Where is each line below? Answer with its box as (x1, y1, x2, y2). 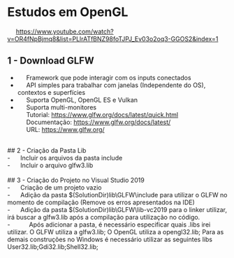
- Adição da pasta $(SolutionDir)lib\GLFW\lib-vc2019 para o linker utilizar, (7, 205, 227, 213)
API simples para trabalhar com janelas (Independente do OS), (26, 81, 206, 89)
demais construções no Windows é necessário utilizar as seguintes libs (7, 235, 213, 243)
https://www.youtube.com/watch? (15, 27, 114, 36)
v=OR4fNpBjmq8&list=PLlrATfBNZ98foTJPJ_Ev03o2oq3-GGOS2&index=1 (7, 34, 219, 43)
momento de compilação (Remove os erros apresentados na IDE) (7, 198, 196, 206)
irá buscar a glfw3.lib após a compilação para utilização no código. (7, 213, 200, 221)
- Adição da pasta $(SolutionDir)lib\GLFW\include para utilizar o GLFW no (7, 190, 228, 199)
